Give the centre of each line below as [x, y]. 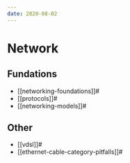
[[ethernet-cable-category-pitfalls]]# [70, 152]
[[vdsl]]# [30, 145]
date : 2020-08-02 [32, 14]
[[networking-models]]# [52, 106]
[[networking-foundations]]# [58, 91]
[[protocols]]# [37, 98]
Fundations [32, 74]
